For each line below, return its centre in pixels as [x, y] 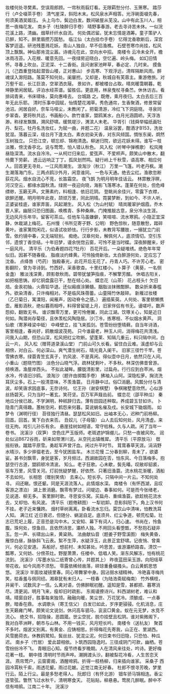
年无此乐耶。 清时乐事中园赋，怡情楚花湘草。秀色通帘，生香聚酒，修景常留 [83, 103]
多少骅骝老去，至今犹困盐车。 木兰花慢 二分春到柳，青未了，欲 [88, 452]
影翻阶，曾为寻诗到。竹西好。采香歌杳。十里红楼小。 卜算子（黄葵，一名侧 [83, 268]
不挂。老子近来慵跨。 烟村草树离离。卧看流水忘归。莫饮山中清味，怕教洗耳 [83, 509]
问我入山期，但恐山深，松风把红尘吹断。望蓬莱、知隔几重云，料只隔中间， [83, 337]
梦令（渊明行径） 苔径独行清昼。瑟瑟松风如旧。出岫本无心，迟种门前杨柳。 [83, 414]
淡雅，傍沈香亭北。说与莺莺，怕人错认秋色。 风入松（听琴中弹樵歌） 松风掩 [84, 147]
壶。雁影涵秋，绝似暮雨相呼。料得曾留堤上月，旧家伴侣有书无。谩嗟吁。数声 [85, 306]
